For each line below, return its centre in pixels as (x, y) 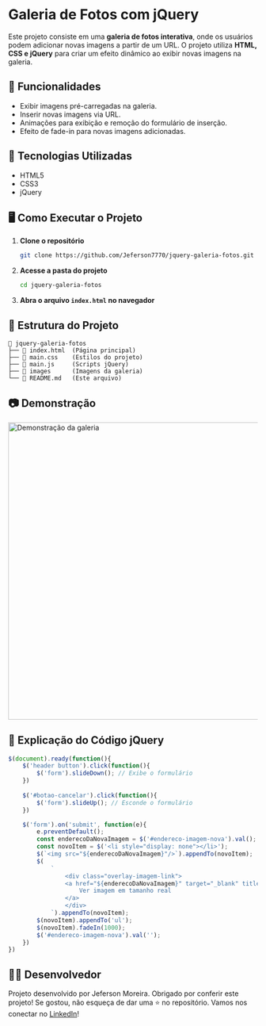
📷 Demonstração (52, 403)
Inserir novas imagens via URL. (70, 114)
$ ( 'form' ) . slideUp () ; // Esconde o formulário (115, 802)
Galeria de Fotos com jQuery (104, 15)
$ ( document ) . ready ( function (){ (60, 759)
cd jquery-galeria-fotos (61, 285)
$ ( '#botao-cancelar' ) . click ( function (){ (90, 795)
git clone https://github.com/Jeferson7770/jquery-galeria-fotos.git (137, 255)
